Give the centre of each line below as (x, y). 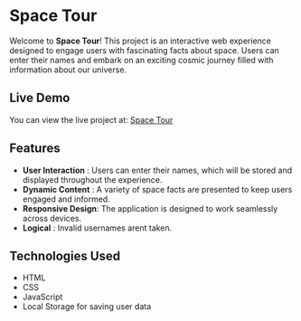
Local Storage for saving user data (87, 307)
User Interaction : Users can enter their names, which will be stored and (157, 170)
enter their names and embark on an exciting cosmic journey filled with (141, 60)
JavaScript (42, 297)
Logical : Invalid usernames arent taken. (97, 228)
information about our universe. (68, 70)
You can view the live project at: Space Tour (91, 119)
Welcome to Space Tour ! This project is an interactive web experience (140, 41)
